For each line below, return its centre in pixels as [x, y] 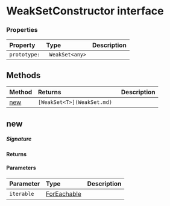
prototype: [25, 55]
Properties [22, 30]
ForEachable [63, 193]
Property [22, 45]
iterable [22, 194]
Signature [19, 139]
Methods [24, 75]
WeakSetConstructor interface [85, 11]
